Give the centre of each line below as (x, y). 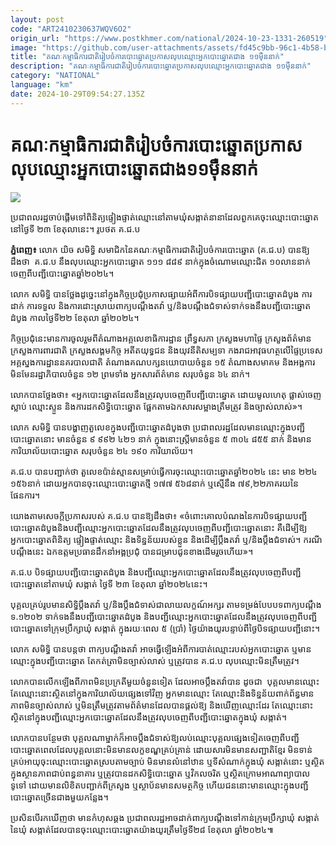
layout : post (37, 19)
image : (24, 47)
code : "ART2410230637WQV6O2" (71, 29)
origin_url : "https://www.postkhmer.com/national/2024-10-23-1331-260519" (169, 38)
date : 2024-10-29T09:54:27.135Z (77, 94)
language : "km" (42, 85)
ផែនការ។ (25, 495)
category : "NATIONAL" (55, 76)
